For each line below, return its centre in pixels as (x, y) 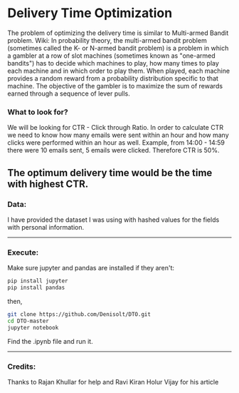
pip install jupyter (38, 281)
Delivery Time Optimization (90, 13)
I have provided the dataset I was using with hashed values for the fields (113, 220)
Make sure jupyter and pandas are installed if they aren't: (91, 268)
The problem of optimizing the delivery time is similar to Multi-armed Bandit (118, 33)
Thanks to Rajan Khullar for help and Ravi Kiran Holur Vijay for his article (113, 382)
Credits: (22, 367)
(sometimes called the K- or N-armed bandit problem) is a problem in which (118, 48)
